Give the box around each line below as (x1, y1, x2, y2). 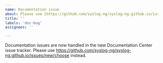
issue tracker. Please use (5, 48, 55, 53)
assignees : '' (5, 25, 34, 30)
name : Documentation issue (5, 7, 60, 12)
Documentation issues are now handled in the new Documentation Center (5, 42, 153, 48)
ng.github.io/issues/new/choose (5, 52, 69, 58)
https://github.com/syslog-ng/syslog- (55, 48, 131, 53)
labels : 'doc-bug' (5, 20, 42, 25)
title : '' (5, 16, 25, 21)
